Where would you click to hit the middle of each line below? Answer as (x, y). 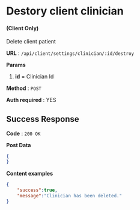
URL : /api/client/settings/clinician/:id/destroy (70, 53)
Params (16, 65)
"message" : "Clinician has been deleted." (69, 196)
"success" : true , (38, 190)
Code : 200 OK (23, 133)
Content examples (30, 173)
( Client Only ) (23, 28)
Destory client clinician (65, 11)
